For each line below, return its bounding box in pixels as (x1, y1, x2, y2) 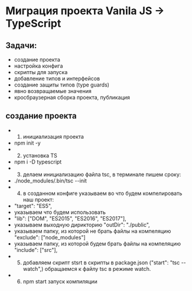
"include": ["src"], (14, 246, 58, 253)
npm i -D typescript (14, 158, 62, 165)
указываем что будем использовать (14, 209, 106, 216)
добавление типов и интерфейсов (14, 75, 100, 82)
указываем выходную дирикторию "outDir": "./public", (14, 221, 150, 228)
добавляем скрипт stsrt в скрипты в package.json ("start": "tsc (22, 259, 180, 266)
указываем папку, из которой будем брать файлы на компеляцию (14, 240, 181, 247)
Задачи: (5, 40, 37, 50)
